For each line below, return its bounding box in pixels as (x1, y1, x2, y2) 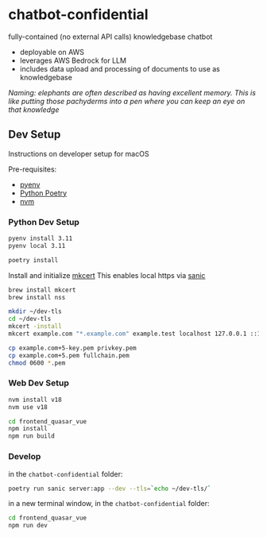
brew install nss (8, 293, 66, 301)
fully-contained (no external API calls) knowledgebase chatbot (8, 32, 213, 41)
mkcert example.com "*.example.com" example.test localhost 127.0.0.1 (8, 330, 247, 338)
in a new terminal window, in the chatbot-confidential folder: (8, 499, 210, 508)
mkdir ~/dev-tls (8, 307, 62, 315)
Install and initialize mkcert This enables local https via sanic (8, 270, 206, 280)
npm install (8, 425, 48, 433)
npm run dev (8, 522, 48, 530)
